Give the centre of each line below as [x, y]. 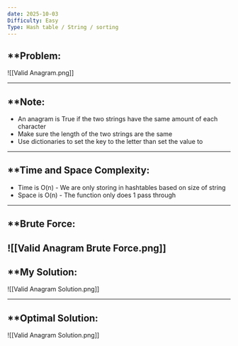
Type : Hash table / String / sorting [63, 27]
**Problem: [34, 56]
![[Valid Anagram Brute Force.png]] [87, 248]
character [32, 126]
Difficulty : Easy [33, 21]
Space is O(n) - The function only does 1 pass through [97, 195]
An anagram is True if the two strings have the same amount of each [118, 119]
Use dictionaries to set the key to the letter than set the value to [110, 141]
